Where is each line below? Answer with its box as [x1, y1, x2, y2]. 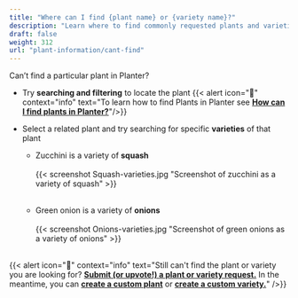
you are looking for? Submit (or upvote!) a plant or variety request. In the [9, 270, 279, 280]
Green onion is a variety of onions [35, 205, 161, 216]
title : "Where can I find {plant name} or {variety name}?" [9, 12, 237, 22]
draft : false [9, 29, 58, 38]
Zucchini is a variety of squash [35, 150, 149, 161]
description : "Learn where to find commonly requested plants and [9, 21, 260, 30]
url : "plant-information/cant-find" [9, 46, 145, 55]
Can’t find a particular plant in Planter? [9, 70, 150, 81]
